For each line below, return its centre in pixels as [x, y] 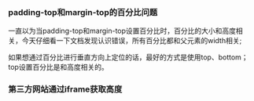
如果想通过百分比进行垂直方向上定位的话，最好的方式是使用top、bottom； [129, 57]
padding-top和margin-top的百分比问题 [83, 12]
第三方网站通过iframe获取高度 [65, 89]
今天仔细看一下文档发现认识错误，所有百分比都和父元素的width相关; [132, 41]
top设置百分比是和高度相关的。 [58, 67]
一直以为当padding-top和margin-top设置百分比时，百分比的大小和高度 [122, 31]
